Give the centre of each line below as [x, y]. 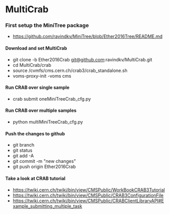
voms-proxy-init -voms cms [42, 76]
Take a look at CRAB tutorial [35, 178]
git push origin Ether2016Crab [44, 167]
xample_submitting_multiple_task [47, 206]
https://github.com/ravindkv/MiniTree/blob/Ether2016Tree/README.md [88, 36]
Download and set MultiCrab [36, 48]
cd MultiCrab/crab [32, 65]
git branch [23, 145]
